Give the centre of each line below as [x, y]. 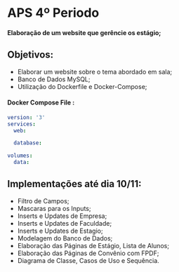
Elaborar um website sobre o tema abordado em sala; [95, 72]
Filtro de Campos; [43, 200]
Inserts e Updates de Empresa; [62, 216]
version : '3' [26, 117]
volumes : [20, 156]
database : [28, 143]
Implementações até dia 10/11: [74, 184]
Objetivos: [31, 55]
